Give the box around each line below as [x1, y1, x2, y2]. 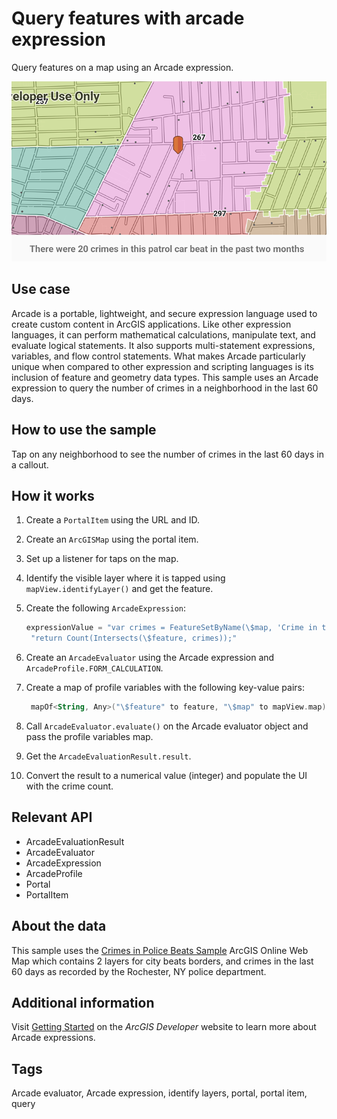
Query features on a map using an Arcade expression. [11, 61, 234, 73]
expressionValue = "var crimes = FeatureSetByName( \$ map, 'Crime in [25, 623, 318, 633]
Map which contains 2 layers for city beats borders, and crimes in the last [11, 955, 314, 967]
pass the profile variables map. [25, 731, 154, 742]
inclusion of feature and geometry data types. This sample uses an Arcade [11, 371, 319, 383]
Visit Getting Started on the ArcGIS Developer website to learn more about [11, 1021, 317, 1033]
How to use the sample [11, 422, 157, 439]
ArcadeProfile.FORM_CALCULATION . [25, 662, 164, 674]
